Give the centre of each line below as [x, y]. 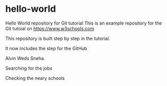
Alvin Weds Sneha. [25, 58]
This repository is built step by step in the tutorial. [58, 38]
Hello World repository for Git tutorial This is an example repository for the [84, 23]
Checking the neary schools [35, 78]
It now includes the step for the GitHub [46, 48]
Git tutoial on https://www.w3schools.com [50, 28]
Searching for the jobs [29, 68]
